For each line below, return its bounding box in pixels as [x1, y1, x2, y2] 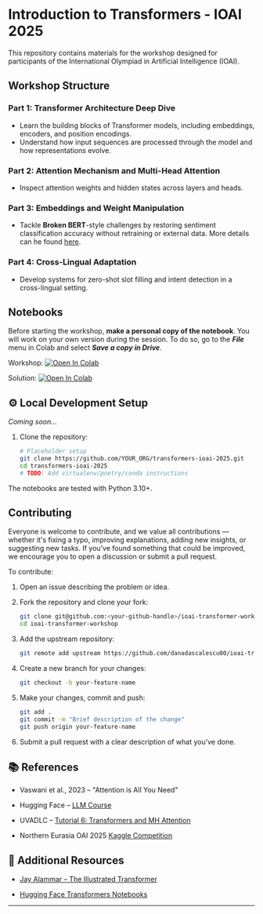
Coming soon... [8, 417, 57, 427]
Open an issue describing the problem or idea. [19, 582, 170, 592]
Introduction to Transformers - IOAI [8, 5, 243, 24]
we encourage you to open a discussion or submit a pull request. [8, 552, 218, 562]
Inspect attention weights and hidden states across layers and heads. [19, 183, 243, 192]
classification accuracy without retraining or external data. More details [19, 229, 250, 239]
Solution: [8, 373, 37, 383]
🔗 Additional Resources [8, 854, 124, 867]
